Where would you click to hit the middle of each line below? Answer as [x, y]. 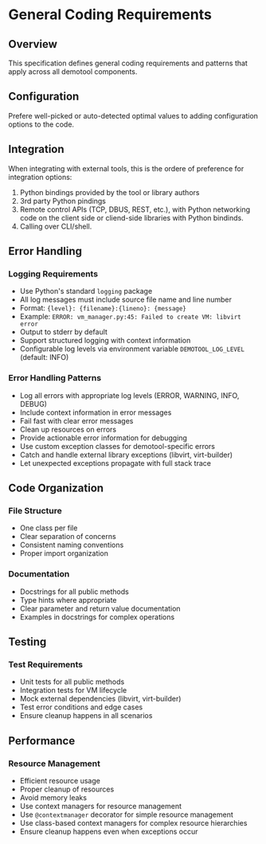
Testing [27, 641]
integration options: [40, 177]
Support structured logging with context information [105, 341]
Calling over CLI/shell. [56, 226]
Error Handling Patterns [55, 378]
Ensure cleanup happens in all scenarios [86, 716]
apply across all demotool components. [73, 72]
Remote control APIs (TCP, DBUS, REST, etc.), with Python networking [135, 209]
